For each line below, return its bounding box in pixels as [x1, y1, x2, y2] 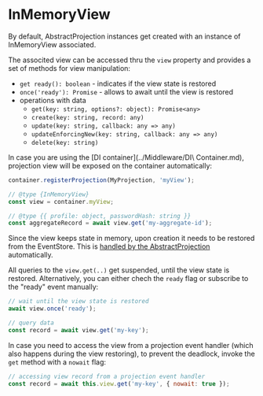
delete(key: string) [31, 139, 99, 146]
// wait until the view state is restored [8, 298, 149, 305]
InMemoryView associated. [8, 39, 97, 49]
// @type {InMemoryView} [8, 191, 89, 198]
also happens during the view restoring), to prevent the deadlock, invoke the [8, 349, 255, 358]
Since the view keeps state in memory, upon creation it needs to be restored [8, 234, 255, 243]
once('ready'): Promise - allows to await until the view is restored [19, 87, 234, 96]
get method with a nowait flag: [8, 357, 107, 367]
